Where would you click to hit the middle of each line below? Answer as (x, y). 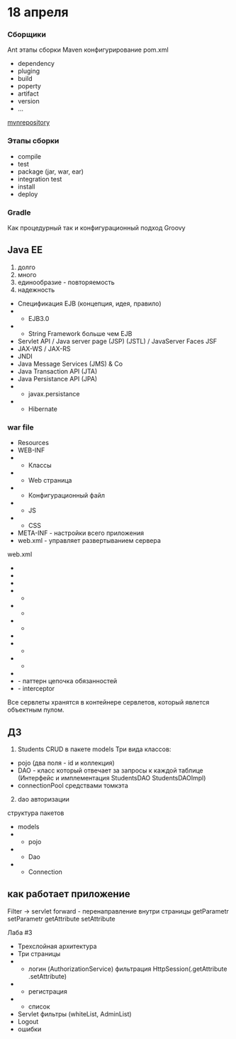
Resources (33, 443)
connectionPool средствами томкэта (73, 785)
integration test (40, 179)
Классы (40, 466)
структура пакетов (36, 813)
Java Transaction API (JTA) (57, 371)
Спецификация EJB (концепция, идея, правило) (89, 303)
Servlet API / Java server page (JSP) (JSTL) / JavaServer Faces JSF (117, 341)
